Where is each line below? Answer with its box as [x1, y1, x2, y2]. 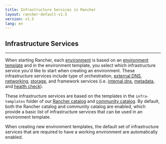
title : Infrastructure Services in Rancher [5, 7, 96, 12]
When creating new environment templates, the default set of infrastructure [5, 124, 159, 130]
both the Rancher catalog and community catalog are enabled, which [5, 103, 146, 109]
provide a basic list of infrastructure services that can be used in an [5, 109, 143, 115]
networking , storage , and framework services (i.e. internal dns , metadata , [5, 78, 155, 84]
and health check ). [5, 84, 43, 90]
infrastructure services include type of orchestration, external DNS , [5, 73, 142, 79]
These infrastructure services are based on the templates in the [5, 93, 135, 99]
